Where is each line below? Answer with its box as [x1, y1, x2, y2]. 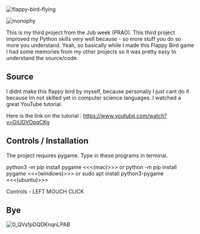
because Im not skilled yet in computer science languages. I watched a [6, 94, 181, 101]
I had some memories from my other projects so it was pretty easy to [6, 48, 177, 55]
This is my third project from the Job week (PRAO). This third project [6, 29, 175, 36]
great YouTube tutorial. [6, 100, 63, 107]
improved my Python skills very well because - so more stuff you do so [6, 35, 181, 42]
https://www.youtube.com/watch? [83, 112, 167, 119]
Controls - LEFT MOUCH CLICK [6, 188, 84, 195]
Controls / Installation [6, 136, 89, 146]
